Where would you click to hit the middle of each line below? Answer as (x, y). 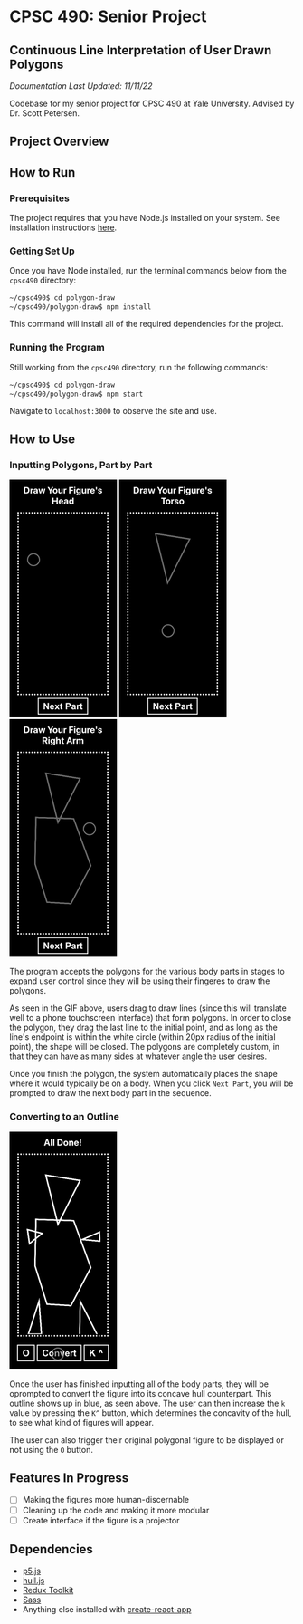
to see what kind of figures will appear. (82, 1422)
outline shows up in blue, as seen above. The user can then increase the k (147, 1403)
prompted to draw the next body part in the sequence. (110, 1093)
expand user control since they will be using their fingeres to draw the (140, 981)
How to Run (43, 173)
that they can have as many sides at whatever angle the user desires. (138, 1056)
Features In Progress (69, 1478)
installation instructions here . (63, 227)
